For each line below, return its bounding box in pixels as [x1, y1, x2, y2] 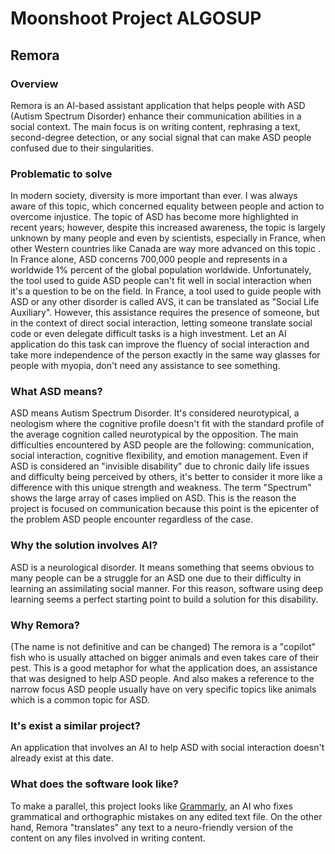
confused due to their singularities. [10, 142, 155, 154]
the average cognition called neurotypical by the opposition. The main [10, 428, 299, 441]
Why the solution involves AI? [10, 538, 158, 552]
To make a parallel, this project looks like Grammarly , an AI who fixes [10, 800, 293, 812]
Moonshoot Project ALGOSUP [10, 7, 262, 30]
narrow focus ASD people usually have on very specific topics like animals [10, 683, 317, 696]
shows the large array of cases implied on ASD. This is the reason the [10, 492, 297, 504]
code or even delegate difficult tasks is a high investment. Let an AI [10, 328, 287, 340]
